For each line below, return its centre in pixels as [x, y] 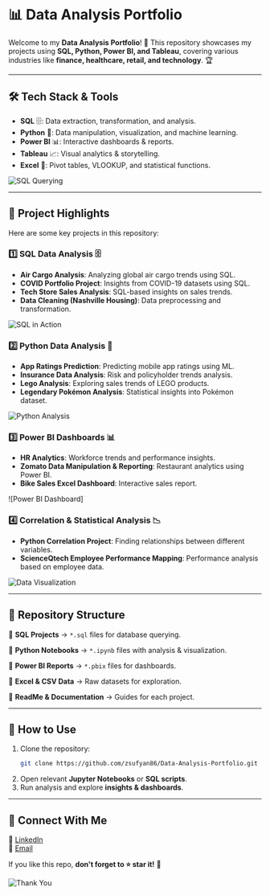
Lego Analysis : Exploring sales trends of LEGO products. [115, 384]
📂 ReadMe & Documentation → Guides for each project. [102, 696]
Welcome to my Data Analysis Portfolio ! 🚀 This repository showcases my [130, 42]
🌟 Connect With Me [58, 820]
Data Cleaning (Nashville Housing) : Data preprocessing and [120, 300]
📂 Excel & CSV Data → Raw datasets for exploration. [95, 681]
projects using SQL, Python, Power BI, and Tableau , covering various [123, 51]
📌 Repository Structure [67, 615]
